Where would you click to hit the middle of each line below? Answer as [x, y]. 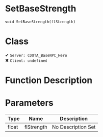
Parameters [29, 103]
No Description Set [74, 127]
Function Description [49, 80]
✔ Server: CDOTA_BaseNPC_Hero [36, 55]
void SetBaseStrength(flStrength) [40, 22]
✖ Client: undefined [26, 60]
